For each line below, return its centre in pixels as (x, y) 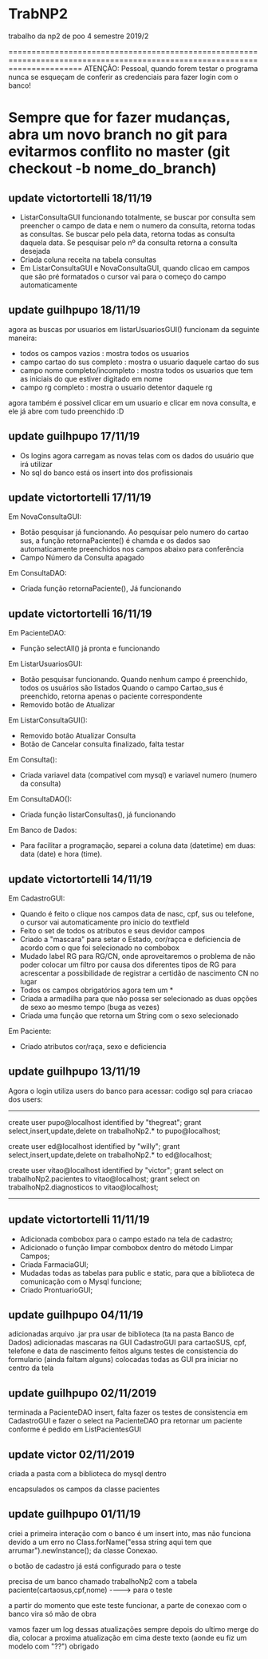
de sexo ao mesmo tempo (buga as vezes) (90, 1007)
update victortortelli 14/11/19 (81, 879)
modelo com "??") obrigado (54, 1646)
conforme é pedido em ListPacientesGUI (75, 1429)
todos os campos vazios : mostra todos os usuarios (104, 353)
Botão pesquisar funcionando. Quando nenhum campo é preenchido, (134, 679)
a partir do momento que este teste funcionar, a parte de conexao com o (128, 1605)
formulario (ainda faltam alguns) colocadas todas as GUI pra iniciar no (123, 1360)
